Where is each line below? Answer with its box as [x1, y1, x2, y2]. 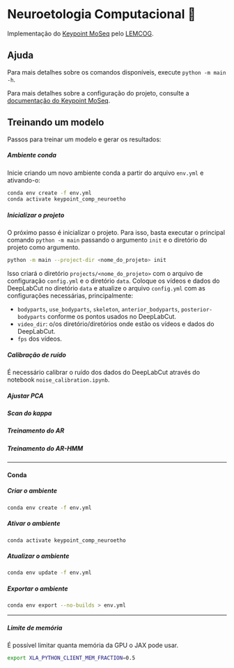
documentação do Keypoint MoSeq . [7, 96, 111, 104]
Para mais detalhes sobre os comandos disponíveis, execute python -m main [7, 68, 226, 76]
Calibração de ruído [7, 350, 66, 359]
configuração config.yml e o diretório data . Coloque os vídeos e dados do [7, 277, 220, 285]
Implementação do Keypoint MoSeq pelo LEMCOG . [7, 29, 154, 38]
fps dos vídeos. [17, 334, 63, 343]
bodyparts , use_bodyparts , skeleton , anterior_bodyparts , [17, 305, 180, 313]
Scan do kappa [7, 409, 52, 417]
